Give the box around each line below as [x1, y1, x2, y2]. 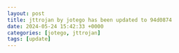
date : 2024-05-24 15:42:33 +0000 [7, 23, 104, 30]
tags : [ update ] [7, 36, 51, 43]
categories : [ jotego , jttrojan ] [7, 29, 101, 36]
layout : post [7, 10, 45, 17]
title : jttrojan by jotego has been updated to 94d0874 [7, 17, 172, 23]
